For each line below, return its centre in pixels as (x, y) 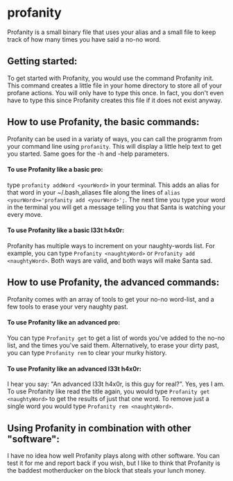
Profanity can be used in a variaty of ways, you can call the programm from (115, 139)
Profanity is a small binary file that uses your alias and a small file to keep (112, 32)
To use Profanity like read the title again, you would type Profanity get (109, 391)
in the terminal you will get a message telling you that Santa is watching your (116, 207)
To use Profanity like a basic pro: (55, 170)
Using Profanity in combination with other (100, 428)
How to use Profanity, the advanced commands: (113, 283)
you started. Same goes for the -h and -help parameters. (88, 154)
